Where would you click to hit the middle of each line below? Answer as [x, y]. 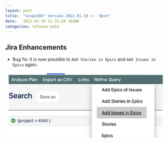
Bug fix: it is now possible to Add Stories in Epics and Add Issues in [84, 59]
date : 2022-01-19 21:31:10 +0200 [42, 21]
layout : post [19, 10]
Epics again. [25, 64]
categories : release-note [32, 26]
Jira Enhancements [36, 47]
